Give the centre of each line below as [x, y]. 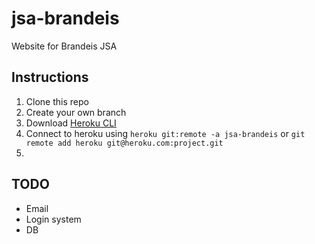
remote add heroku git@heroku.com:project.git [124, 143]
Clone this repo [57, 101]
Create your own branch [76, 112]
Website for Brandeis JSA [64, 46]
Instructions [50, 77]
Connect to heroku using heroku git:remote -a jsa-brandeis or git [165, 133]
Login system [53, 219]
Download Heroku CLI [71, 123]
